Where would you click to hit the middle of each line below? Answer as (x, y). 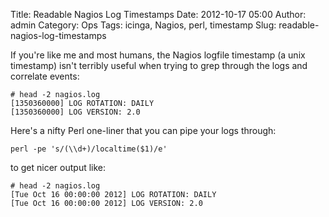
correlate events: (45, 76)
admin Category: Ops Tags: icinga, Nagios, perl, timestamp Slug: (143, 25)
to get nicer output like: (58, 167)
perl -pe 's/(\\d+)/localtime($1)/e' (89, 149)
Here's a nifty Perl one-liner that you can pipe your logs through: (143, 130)
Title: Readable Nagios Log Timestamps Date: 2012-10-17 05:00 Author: (158, 14)
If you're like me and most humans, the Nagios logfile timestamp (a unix (158, 55)
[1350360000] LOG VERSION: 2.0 (75, 112)
